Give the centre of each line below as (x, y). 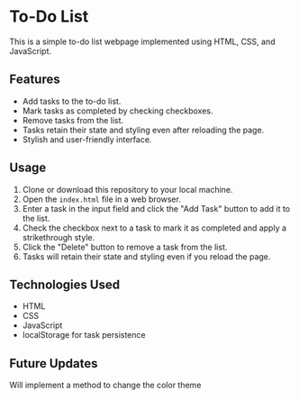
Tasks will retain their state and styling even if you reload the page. (146, 256)
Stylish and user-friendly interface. (87, 139)
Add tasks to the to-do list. (72, 101)
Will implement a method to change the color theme (105, 385)
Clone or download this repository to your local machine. (127, 189)
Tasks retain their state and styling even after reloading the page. (143, 130)
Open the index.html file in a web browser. (102, 199)
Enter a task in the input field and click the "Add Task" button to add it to (156, 208)
